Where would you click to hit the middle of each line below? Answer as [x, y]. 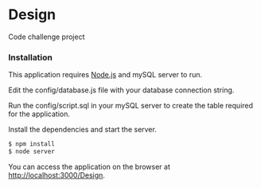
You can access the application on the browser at [90, 166]
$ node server [32, 152]
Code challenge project [47, 37]
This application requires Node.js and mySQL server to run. [105, 75]
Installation [31, 57]
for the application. [39, 114]
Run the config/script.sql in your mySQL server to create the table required [130, 106]
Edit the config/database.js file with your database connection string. [121, 90]
